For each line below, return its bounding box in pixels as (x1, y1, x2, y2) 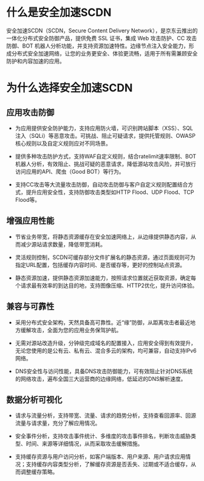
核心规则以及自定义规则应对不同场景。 (15, 140, 111, 147)
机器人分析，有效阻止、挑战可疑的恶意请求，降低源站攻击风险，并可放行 (15, 160, 196, 168)
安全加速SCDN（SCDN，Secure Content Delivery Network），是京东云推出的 (6, 27, 198, 34)
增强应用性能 (6, 216, 55, 226)
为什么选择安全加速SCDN (6, 81, 133, 95)
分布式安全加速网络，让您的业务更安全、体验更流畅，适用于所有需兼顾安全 (11, 49, 198, 57)
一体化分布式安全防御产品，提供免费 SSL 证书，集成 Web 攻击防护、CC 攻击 (6, 34, 197, 41)
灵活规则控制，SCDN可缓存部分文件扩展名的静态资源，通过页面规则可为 (15, 254, 195, 261)
